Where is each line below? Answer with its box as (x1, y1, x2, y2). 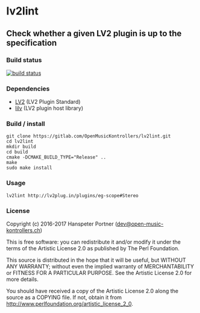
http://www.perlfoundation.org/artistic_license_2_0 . (6, 300, 134, 308)
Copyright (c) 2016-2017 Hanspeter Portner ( (6, 220, 117, 227)
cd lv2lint (6, 139, 34, 145)
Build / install (6, 119, 45, 128)
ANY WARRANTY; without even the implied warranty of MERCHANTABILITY (6, 263, 195, 270)
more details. (6, 276, 39, 283)
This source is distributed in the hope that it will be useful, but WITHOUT (6, 256, 187, 264)
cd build (6, 149, 28, 155)
